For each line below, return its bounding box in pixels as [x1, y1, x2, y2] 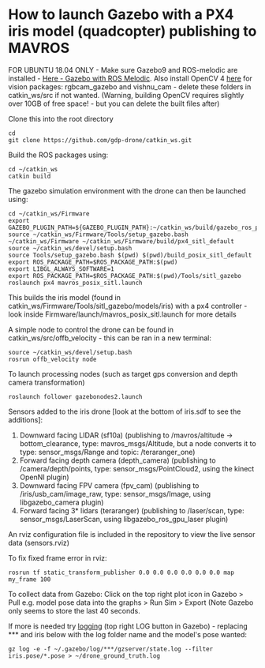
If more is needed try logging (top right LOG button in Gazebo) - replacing [8, 621, 248, 631]
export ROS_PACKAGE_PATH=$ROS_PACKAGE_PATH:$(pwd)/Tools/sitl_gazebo [8, 272, 242, 280]
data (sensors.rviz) [8, 538, 69, 547]
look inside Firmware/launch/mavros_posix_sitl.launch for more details [8, 310, 237, 319]
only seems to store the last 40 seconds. [8, 606, 140, 615]
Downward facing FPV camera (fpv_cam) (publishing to [19, 480, 200, 490]
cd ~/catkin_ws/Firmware [8, 209, 90, 218]
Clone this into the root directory [8, 114, 114, 123]
